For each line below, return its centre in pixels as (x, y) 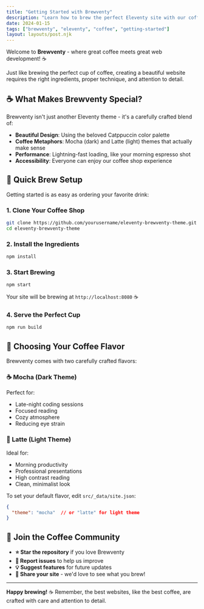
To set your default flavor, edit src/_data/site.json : (71, 495)
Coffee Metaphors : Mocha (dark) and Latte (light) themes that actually (104, 141)
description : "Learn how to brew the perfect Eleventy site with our (96, 18)
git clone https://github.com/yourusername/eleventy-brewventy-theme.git (102, 223)
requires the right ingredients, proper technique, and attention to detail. (95, 79)
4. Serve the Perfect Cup (43, 315)
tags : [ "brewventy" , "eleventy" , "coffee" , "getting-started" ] (88, 29)
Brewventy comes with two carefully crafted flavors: (72, 361)
